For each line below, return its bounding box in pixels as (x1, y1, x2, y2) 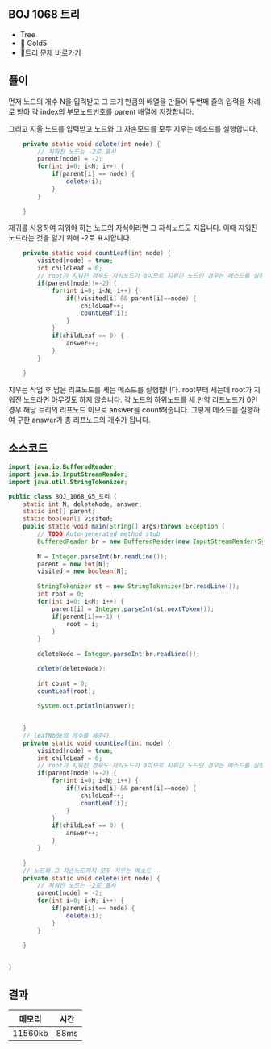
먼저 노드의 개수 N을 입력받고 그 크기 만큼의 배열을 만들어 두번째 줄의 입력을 (8, 96, 246, 107)
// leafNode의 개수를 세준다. (23, 731, 113, 740)
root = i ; (65, 620, 99, 628)
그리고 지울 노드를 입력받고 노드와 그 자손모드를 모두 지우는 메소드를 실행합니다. (8, 123, 258, 133)
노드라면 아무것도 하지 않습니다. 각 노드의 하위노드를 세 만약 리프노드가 (23, 395, 245, 405)
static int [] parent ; (23, 508, 95, 516)
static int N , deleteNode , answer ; (23, 499, 143, 508)
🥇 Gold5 (19, 38, 48, 48)
